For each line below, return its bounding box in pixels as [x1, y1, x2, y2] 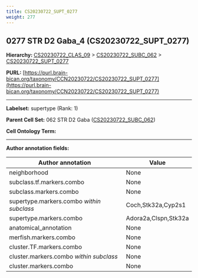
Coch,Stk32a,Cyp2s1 [126, 201, 186, 209]
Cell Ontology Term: [6, 128, 57, 135]
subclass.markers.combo [9, 188, 79, 196]
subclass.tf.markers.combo [9, 178, 84, 186]
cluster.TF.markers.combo [9, 243, 82, 251]
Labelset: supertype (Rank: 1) [6, 105, 78, 112]
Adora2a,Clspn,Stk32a [126, 214, 189, 223]
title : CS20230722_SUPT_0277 [6, 8, 78, 15]
